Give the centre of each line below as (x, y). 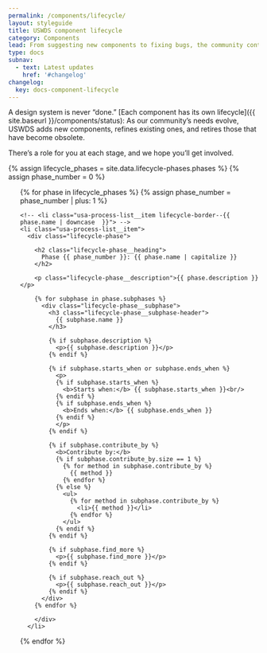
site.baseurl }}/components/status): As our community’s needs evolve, (124, 121)
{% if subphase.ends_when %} (104, 404)
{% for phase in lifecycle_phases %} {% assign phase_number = (125, 193)
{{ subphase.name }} (89, 320)
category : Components (44, 38)
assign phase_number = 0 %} (57, 177)
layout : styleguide (41, 23)
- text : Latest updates (54, 68)
